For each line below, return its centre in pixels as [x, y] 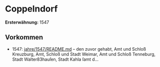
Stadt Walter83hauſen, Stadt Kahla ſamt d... [55, 59]
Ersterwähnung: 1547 [27, 22]
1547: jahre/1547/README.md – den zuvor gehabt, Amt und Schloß [79, 49]
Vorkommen [24, 37]
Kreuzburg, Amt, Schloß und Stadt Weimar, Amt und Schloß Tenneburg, [84, 54]
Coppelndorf [31, 9]
